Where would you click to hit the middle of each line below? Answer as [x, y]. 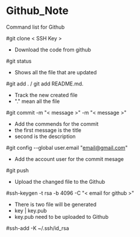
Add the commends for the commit [56, 123]
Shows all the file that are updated [56, 72]
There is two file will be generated [55, 204]
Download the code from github [53, 49]
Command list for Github [36, 27]
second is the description [45, 136]
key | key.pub [31, 210]
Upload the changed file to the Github [60, 181]
